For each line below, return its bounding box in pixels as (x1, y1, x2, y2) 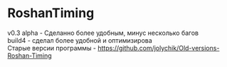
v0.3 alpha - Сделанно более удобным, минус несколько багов (7, 29, 199, 37)
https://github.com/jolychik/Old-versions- (97, 43, 220, 52)
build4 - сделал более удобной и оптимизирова (7, 36, 153, 44)
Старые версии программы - (7, 43, 97, 52)
